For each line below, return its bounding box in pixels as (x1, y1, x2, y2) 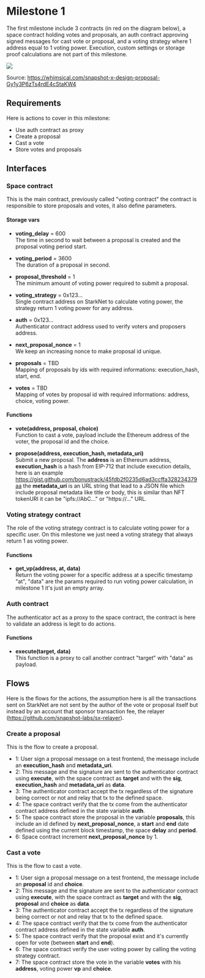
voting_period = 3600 (15, 254, 72, 262)
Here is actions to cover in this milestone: (6, 114, 111, 122)
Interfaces (6, 163, 47, 174)
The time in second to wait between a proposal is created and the (15, 236, 181, 243)
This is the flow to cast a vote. (6, 862, 82, 870)
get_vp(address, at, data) (15, 565, 81, 572)
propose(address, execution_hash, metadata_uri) (15, 450, 144, 457)
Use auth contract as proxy (15, 126, 84, 133)
